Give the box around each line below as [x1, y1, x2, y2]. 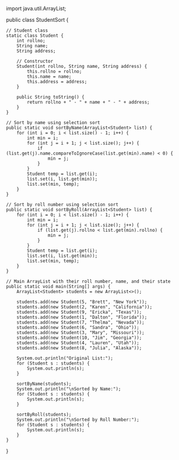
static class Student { [6, 33, 64, 39]
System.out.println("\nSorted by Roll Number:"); [16, 417, 140, 423]
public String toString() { [16, 94, 85, 100]
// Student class [6, 28, 48, 33]
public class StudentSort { [6, 16, 69, 23]
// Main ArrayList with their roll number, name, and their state [6, 279, 171, 284]
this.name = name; [27, 74, 72, 80]
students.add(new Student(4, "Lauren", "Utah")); [16, 340, 140, 346]
